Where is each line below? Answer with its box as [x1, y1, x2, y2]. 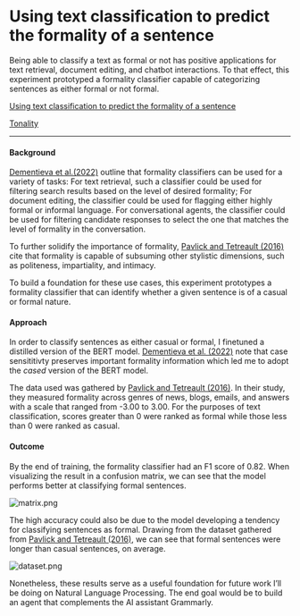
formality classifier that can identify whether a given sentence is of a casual [9, 287, 287, 298]
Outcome [9, 441, 45, 451]
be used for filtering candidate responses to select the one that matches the [9, 215, 289, 225]
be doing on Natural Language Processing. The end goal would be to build [9, 587, 283, 598]
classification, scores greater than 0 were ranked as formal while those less [9, 411, 287, 422]
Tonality [9, 118, 38, 129]
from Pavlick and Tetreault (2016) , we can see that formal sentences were [9, 534, 281, 544]
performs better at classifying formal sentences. [9, 480, 187, 491]
